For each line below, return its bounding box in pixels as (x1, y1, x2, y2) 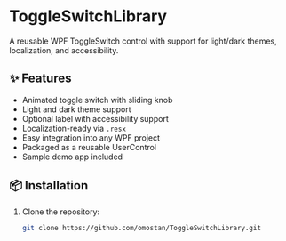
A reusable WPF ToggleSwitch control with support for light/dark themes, (9, 36, 277, 46)
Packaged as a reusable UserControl (21, 141, 157, 152)
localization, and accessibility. (9, 44, 119, 55)
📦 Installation (9, 178, 89, 193)
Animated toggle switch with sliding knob (21, 94, 173, 105)
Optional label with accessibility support (21, 113, 169, 124)
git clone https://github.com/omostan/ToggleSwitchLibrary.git (21, 223, 262, 232)
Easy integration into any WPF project (21, 132, 161, 143)
